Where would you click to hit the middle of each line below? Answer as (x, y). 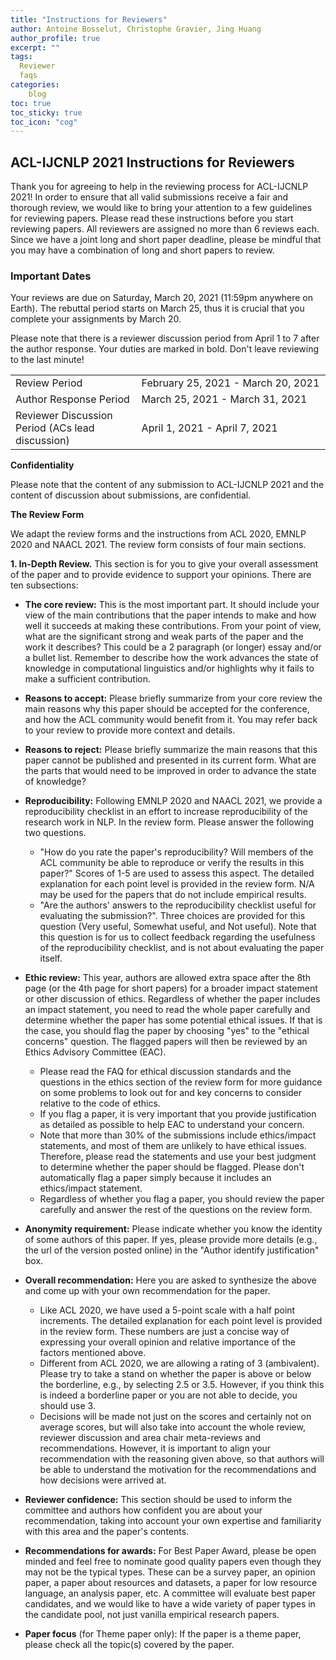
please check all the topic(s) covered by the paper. (129, 1645)
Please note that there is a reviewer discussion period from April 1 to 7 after (165, 338)
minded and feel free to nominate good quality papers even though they (173, 1562)
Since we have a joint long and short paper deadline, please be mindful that (166, 240)
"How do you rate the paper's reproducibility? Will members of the (176, 852)
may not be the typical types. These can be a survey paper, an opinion (170, 1572)
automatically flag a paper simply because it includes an (155, 1178)
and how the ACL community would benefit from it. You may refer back (171, 720)
